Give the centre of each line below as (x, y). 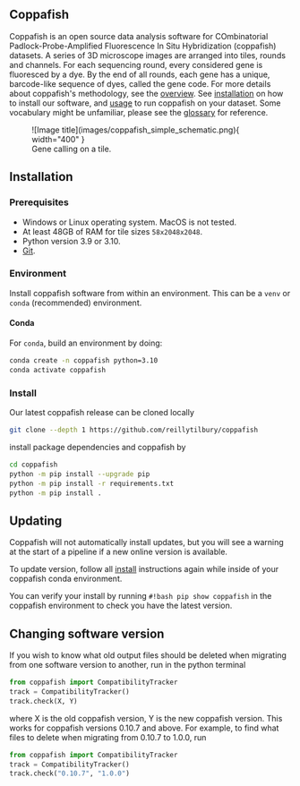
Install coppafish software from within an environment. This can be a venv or (150, 293)
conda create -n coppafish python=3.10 (84, 361)
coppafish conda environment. (66, 579)
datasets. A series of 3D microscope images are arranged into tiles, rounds (148, 55)
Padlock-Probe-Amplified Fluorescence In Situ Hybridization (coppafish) (143, 46)
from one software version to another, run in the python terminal (128, 665)
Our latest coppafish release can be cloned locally (102, 413)
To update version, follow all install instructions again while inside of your (144, 569)
